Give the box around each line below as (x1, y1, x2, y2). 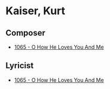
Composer (5, 28, 46, 38)
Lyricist (5, 61, 34, 71)
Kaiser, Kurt (5, 4, 65, 18)
